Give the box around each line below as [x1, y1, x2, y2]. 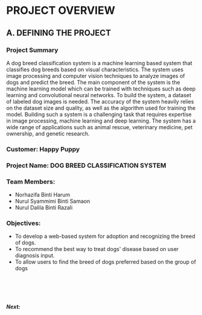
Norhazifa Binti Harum [14, 191, 71, 199]
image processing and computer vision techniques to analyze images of [6, 72, 185, 79]
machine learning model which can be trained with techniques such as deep [6, 85, 196, 92]
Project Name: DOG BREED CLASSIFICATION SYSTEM [6, 161, 167, 170]
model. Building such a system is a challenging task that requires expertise [6, 110, 192, 118]
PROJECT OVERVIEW [6, 4, 116, 17]
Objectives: [6, 218, 41, 227]
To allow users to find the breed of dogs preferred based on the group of [14, 258, 197, 266]
